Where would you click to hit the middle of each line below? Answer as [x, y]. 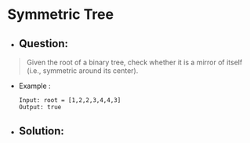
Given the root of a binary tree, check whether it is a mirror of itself [134, 62]
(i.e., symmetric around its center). [82, 71]
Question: [43, 44]
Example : [35, 86]
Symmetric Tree [61, 15]
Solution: [41, 131]
